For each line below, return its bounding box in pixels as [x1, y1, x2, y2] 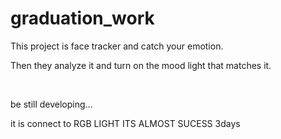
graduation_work [10, 7, 155, 30]
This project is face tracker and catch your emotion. [10, 40, 224, 52]
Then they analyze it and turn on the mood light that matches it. [10, 59, 272, 71]
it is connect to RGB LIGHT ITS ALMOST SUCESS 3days [10, 117, 241, 129]
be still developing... [10, 98, 93, 110]
